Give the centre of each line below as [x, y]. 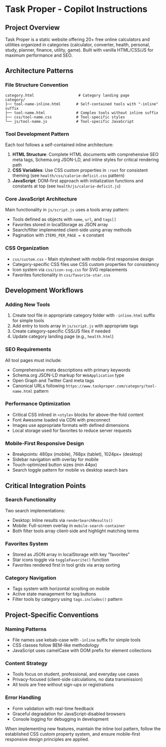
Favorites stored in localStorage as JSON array [60, 225]
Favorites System [27, 544]
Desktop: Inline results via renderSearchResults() [62, 520]
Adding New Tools [28, 304]
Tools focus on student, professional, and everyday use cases [76, 674]
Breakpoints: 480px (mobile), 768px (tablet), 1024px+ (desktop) [77, 454]
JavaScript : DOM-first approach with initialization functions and [78, 180]
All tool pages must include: [33, 360]
